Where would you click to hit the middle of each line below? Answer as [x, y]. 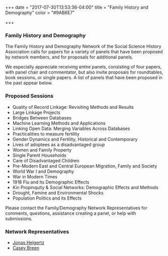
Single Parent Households [39, 155]
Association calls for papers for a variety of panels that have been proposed [84, 52]
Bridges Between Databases [42, 117]
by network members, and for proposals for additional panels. [69, 57]
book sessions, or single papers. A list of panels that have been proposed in [84, 78]
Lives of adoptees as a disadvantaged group [59, 144]
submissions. [19, 218]
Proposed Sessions [29, 96]
